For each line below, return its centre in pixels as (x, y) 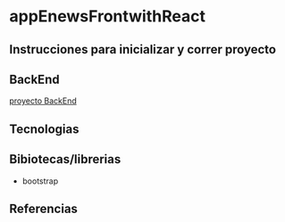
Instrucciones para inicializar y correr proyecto (143, 49)
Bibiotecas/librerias (65, 159)
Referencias (44, 208)
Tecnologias (44, 129)
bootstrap (40, 181)
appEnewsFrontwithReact (107, 16)
